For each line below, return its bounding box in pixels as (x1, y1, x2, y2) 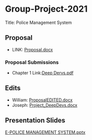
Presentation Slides (5, 116, 65, 125)
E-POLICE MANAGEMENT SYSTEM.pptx (5, 129, 86, 135)
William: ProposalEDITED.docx (12, 97, 73, 103)
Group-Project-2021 (5, 3, 88, 15)
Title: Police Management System (5, 20, 72, 25)
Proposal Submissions (5, 59, 59, 65)
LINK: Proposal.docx (12, 46, 53, 52)
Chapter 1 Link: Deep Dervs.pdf (12, 70, 74, 76)
